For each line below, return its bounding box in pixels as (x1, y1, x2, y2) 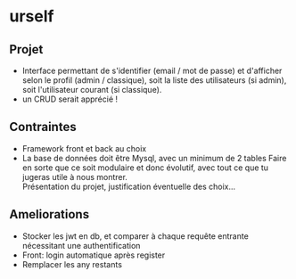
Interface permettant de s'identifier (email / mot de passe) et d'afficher (21, 65, 283, 76)
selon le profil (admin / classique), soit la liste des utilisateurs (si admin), (21, 75, 287, 86)
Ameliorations (9, 207, 90, 222)
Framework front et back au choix (21, 143, 147, 153)
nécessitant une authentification (21, 240, 141, 250)
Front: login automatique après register (21, 250, 166, 260)
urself (9, 6, 54, 27)
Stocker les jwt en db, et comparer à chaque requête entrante (21, 230, 250, 242)
